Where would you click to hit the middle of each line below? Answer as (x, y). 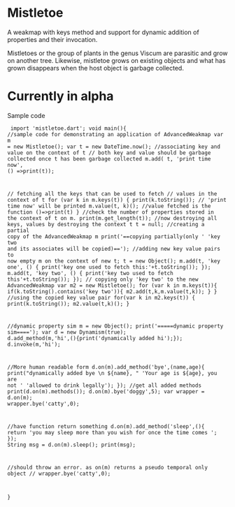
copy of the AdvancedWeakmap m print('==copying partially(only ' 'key (114, 236)
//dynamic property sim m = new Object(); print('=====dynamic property (115, 326)
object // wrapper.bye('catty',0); (59, 473)
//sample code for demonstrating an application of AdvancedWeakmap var (115, 134)
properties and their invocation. (52, 39)
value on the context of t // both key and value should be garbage (109, 153)
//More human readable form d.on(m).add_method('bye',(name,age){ (106, 367)
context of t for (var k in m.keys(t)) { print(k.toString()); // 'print (117, 200)
